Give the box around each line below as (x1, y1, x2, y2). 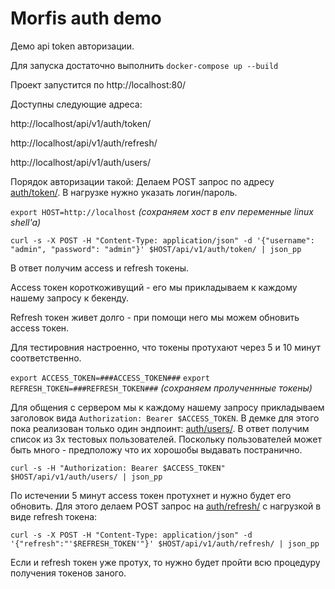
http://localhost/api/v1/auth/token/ (10, 117, 152, 129)
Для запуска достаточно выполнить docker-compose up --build (10, 59, 279, 71)
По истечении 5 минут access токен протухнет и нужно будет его (10, 489, 292, 501)
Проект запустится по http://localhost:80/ (10, 78, 187, 91)
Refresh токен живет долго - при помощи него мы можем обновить (10, 311, 300, 323)
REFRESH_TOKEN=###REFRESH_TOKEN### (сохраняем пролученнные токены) (10, 382, 313, 394)
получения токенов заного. (10, 567, 127, 579)
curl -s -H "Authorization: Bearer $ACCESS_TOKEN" (10, 463, 226, 473)
